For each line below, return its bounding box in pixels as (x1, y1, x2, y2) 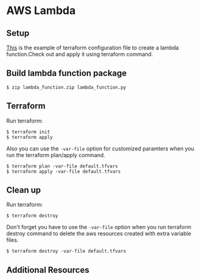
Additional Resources (6, 264, 89, 275)
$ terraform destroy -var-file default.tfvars (6, 248, 126, 255)
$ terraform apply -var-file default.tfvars (6, 168, 121, 174)
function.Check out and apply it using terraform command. (6, 51, 153, 58)
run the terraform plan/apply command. (6, 151, 105, 158)
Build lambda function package (6, 68, 127, 79)
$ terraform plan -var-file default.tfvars (6, 163, 119, 169)
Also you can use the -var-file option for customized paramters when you (6, 144, 195, 152)
